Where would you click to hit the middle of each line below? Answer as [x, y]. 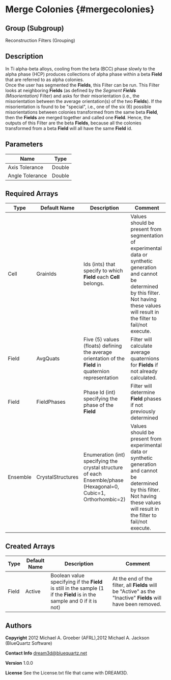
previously [143, 411]
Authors [19, 625]
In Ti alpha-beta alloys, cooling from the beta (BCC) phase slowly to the [80, 69]
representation [101, 378]
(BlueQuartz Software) [29, 643]
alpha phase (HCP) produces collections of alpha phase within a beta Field [84, 74]
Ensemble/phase [103, 480]
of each [92, 474]
